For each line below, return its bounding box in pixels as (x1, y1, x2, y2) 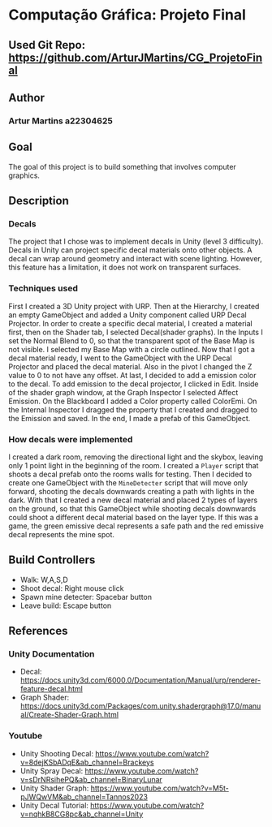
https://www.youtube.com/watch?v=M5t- (90, 783, 229, 793)
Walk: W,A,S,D (19, 575, 69, 584)
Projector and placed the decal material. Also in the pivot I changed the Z (8, 361, 253, 371)
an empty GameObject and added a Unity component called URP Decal (8, 310, 247, 320)
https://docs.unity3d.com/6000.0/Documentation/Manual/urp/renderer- (19, 675, 261, 685)
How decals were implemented (8, 433, 133, 445)
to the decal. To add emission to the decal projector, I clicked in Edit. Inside (8, 379, 259, 389)
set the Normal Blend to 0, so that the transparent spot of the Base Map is (8, 335, 256, 346)
